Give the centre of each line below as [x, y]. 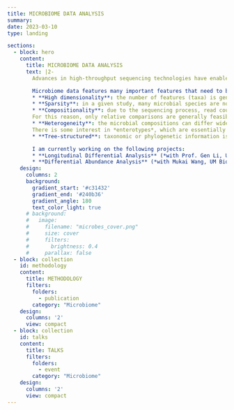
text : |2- [40, 72]
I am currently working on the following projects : [109, 149]
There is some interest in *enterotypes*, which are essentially [129, 130]
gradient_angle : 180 [62, 201]
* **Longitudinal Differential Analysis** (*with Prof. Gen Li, [127, 155]
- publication [58, 298]
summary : [20, 20]
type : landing [28, 33]
